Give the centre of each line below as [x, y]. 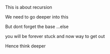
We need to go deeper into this [37, 17]
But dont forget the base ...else [37, 26]
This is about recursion [29, 7]
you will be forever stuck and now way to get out [55, 36]
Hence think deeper [25, 46]
